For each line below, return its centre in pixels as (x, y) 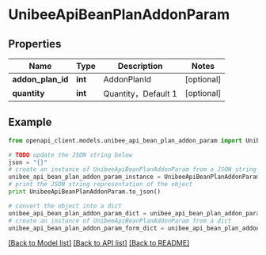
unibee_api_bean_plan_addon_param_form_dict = (86, 228)
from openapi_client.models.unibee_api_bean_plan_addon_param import (125, 140)
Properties (35, 44)
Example (30, 122)
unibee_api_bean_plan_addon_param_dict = (78, 213)
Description (140, 66)
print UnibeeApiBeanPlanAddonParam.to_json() (84, 192)
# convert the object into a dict (65, 206)
